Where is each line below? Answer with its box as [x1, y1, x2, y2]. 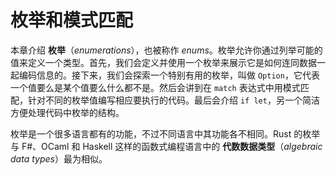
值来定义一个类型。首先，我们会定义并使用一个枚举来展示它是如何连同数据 [10, 56, 317, 68]
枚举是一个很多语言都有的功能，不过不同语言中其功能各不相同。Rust [10, 127, 292, 140]
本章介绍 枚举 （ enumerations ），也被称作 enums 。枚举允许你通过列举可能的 [10, 44, 323, 56]
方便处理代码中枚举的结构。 [10, 106, 125, 118]
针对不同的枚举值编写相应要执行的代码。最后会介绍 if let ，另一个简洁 [27, 94, 320, 106]
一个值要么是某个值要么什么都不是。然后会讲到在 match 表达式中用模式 [10, 81, 301, 93]
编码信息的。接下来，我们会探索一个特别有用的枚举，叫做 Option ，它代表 [18, 69, 320, 81]
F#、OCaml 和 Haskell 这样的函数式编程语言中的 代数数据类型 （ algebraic [21, 140, 323, 152]
